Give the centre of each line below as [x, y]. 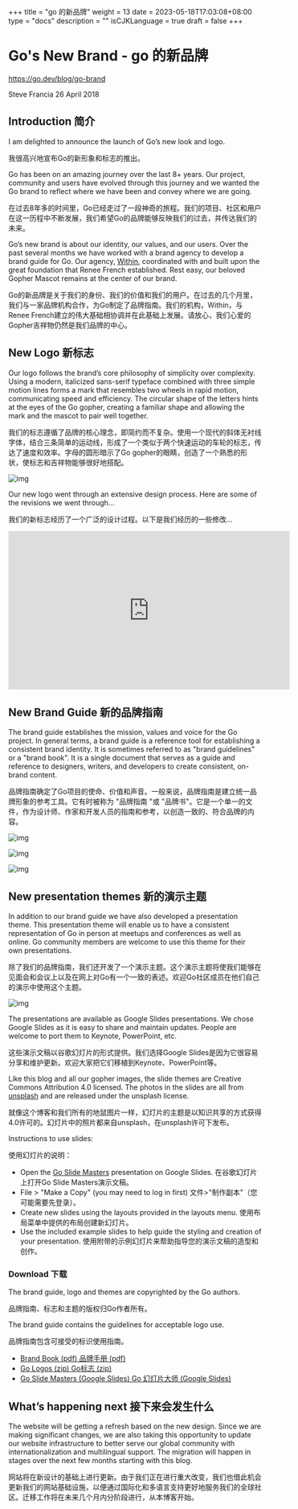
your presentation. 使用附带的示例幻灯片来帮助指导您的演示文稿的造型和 [139, 1241]
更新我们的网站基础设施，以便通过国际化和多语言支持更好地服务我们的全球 [131, 1487]
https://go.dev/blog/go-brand [57, 78]
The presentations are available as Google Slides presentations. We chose [131, 1019]
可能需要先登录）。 [50, 1202]
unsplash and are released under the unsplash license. [99, 1096]
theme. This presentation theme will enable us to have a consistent [119, 925]
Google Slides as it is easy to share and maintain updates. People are [122, 1028]
